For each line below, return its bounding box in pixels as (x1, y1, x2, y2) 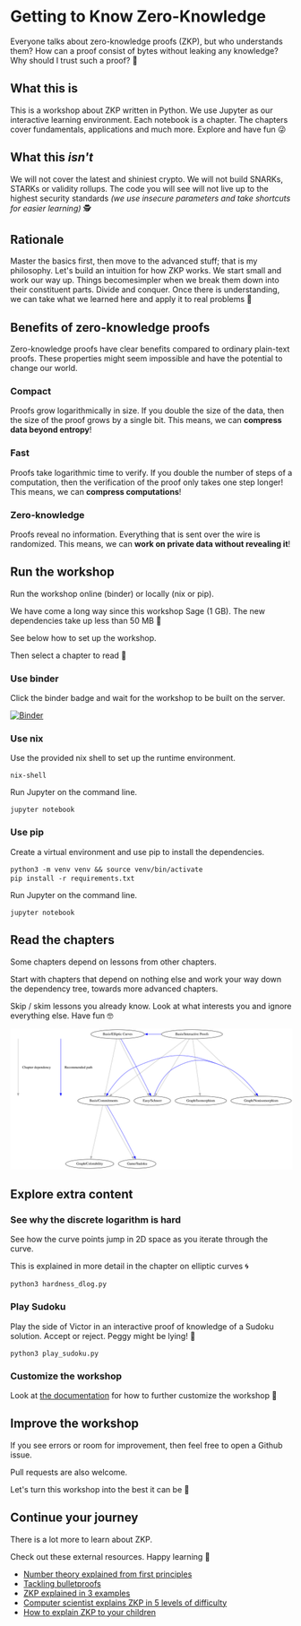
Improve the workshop (10, 1416, 140, 1431)
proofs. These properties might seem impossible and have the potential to (10, 353, 283, 364)
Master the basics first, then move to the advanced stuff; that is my (10, 255, 258, 266)
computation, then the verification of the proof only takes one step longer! (10, 477, 284, 488)
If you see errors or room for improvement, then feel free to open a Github (10, 1440, 283, 1450)
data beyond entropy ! (10, 424, 92, 436)
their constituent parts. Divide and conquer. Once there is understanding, (10, 284, 280, 295)
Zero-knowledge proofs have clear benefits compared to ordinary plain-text (10, 343, 290, 355)
